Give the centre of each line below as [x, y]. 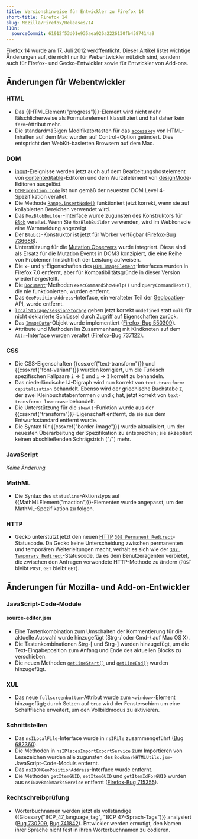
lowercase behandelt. [70, 402]
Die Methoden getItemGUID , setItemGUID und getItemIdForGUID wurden [100, 776]
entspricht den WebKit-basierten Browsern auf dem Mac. [85, 143]
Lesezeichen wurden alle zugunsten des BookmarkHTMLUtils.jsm [92, 757]
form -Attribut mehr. [38, 124]
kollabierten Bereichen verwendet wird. [62, 209]
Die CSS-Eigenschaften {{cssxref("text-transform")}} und [85, 364]
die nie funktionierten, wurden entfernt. [62, 291]
